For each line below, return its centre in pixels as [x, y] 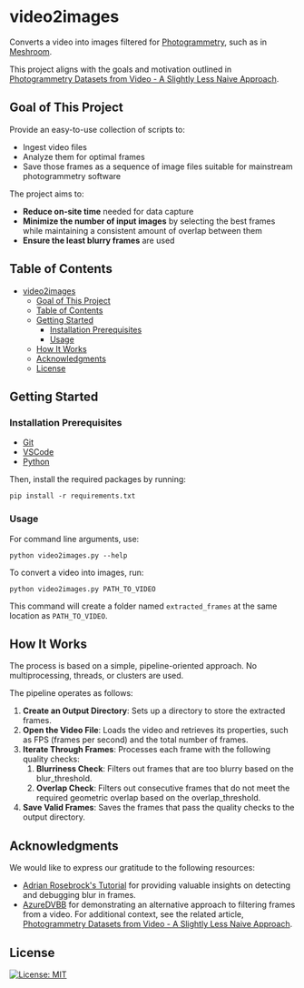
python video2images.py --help [69, 555]
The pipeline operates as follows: [71, 693]
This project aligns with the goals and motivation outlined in [121, 69]
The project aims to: [47, 194]
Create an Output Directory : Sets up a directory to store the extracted [154, 711]
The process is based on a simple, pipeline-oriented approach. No [133, 666]
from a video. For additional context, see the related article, [133, 914]
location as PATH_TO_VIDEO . [59, 615]
